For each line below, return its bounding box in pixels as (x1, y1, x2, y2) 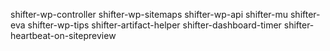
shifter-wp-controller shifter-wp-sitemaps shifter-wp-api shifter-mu (10, 9, 289, 20)
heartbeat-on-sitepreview (10, 30, 117, 41)
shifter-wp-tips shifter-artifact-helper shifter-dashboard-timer (27, 19, 282, 31)
